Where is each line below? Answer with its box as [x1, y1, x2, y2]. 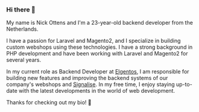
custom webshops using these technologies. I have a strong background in [6, 43, 193, 51]
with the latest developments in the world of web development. [18, 87, 175, 95]
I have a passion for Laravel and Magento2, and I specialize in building [6, 37, 181, 45]
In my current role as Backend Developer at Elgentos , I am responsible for [6, 68, 189, 75]
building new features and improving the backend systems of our [6, 75, 168, 82]
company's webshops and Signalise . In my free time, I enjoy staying [6, 81, 175, 88]
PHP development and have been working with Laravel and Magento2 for [6, 50, 188, 57]
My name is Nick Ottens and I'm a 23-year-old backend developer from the [6, 19, 193, 26]
